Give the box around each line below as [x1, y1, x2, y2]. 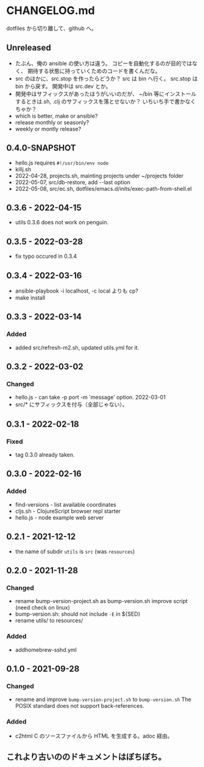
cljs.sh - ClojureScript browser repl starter [15, 507, 121, 515]
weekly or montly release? [15, 125, 82, 132]
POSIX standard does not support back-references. [15, 702, 144, 710]
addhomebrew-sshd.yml [15, 646, 77, 653]
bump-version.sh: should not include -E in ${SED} [15, 610, 141, 618]
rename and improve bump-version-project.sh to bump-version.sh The [15, 696, 192, 703]
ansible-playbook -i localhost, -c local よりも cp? [15, 287, 139, 294]
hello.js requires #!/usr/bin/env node [15, 159, 109, 166]
